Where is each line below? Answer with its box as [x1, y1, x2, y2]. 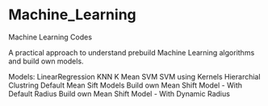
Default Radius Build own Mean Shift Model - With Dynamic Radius [8, 88, 230, 98]
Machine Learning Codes [8, 32, 93, 42]
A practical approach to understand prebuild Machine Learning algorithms [8, 47, 255, 57]
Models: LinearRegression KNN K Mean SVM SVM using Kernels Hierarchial [8, 71, 261, 81]
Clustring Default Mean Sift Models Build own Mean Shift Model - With [8, 80, 242, 90]
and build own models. [8, 56, 84, 66]
